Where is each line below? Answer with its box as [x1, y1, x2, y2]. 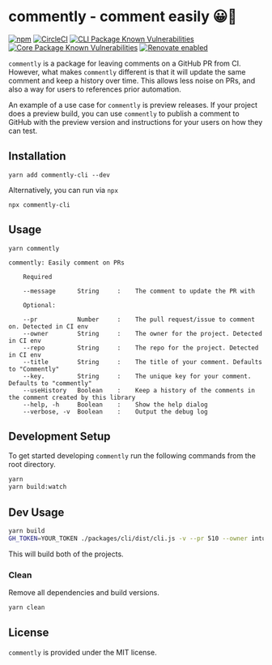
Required [23, 272, 53, 281]
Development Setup [8, 429, 111, 443]
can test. [8, 126, 38, 135]
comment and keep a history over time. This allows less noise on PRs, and [8, 75, 256, 85]
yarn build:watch [8, 483, 67, 491]
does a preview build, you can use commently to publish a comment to [8, 109, 240, 118]
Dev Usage [8, 505, 65, 519]
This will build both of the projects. [8, 549, 124, 559]
